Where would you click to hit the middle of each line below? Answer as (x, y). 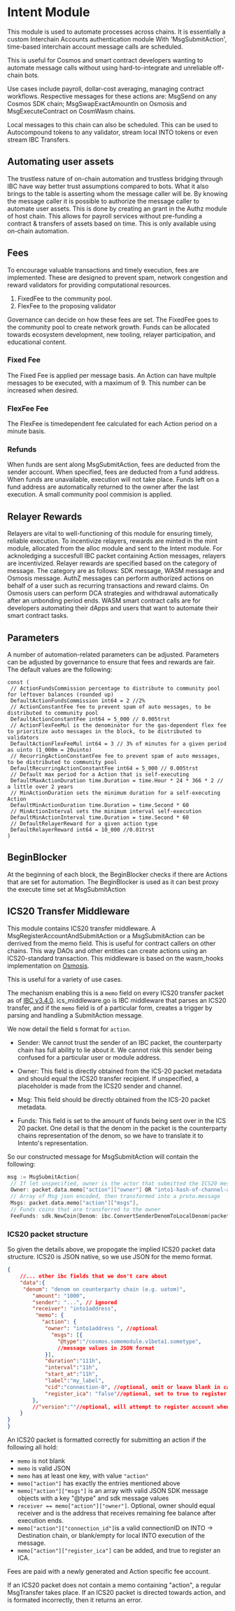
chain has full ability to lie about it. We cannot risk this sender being (115, 1050)
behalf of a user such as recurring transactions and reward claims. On (108, 586)
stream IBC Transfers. (39, 139)
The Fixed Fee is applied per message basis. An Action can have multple (112, 375)
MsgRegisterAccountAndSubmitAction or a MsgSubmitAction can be (106, 935)
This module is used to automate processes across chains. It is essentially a (116, 32)
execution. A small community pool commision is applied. (90, 494)
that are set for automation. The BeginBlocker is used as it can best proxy (113, 881)
